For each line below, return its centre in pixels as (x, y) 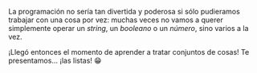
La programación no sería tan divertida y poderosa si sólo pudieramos (124, 12)
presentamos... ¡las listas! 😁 (55, 60)
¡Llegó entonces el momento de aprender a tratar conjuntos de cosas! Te (129, 52)
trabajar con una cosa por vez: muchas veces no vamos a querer (116, 20)
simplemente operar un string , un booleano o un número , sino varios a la (128, 28)
